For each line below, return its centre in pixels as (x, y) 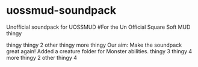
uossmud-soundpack (61, 10)
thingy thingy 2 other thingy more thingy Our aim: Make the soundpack (94, 45)
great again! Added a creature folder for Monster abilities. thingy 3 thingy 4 (99, 51)
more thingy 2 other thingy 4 (42, 57)
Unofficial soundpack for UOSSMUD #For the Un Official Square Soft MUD (98, 27)
